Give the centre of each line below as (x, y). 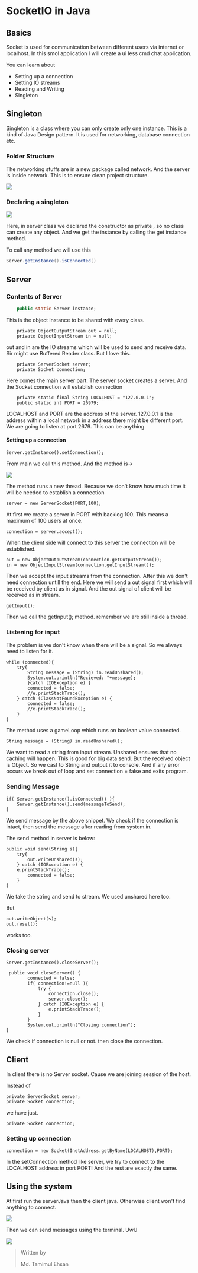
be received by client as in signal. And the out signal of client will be (89, 589)
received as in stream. (33, 595)
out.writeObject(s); (32, 919)
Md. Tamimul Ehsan (45, 1264)
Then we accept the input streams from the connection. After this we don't (97, 576)
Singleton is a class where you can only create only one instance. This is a (97, 128)
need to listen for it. (30, 652)
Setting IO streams (37, 82)
